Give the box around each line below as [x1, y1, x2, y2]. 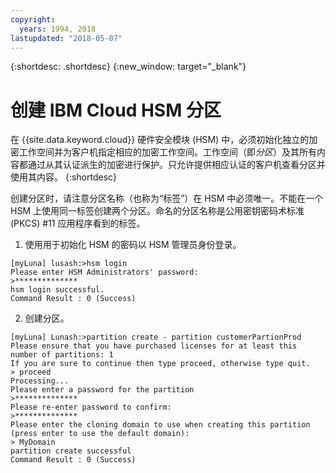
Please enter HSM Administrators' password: [10, 267, 199, 278]
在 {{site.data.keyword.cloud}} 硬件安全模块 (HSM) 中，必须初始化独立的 [10, 134, 310, 146]
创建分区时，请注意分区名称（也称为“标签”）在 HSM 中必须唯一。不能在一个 [10, 192, 324, 205]
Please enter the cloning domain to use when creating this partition [10, 420, 311, 430]
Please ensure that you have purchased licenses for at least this [10, 341, 298, 351]
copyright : [10, 14, 56, 25]
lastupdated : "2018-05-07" [10, 33, 123, 43]
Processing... [10, 376, 70, 386]
